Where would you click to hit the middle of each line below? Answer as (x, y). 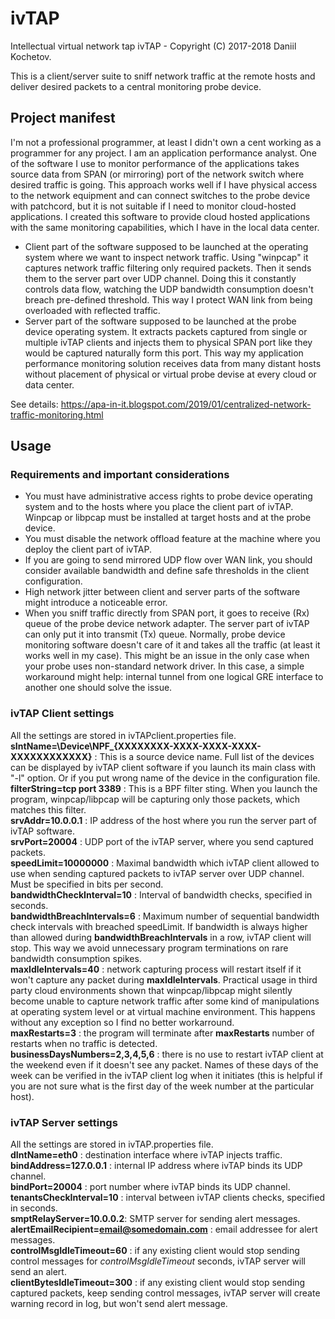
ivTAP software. (42, 831)
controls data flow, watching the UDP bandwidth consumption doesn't (169, 289)
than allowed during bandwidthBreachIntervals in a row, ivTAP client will (161, 937)
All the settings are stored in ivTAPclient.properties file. (123, 735)
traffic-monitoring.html (57, 414)
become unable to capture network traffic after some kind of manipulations (165, 1001)
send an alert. (38, 1272)
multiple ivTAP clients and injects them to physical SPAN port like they (168, 342)
